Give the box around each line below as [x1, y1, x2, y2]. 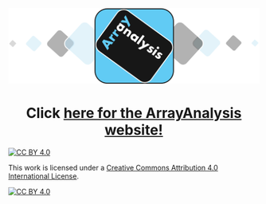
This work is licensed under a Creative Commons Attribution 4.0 [8, 163, 219, 173]
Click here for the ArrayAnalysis [25, 104, 242, 123]
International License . [8, 171, 80, 181]
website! [104, 121, 163, 139]
